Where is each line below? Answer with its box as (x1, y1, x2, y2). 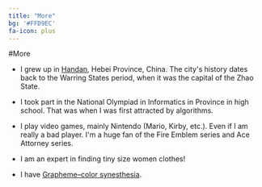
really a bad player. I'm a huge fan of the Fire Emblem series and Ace (19, 130, 251, 139)
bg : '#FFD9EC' (8, 19, 57, 27)
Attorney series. (19, 139, 74, 148)
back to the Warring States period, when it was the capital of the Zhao (19, 73, 254, 83)
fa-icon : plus (8, 27, 57, 35)
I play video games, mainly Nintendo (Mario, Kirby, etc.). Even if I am (19, 122, 248, 131)
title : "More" (8, 11, 57, 20)
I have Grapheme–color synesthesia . (19, 170, 142, 180)
